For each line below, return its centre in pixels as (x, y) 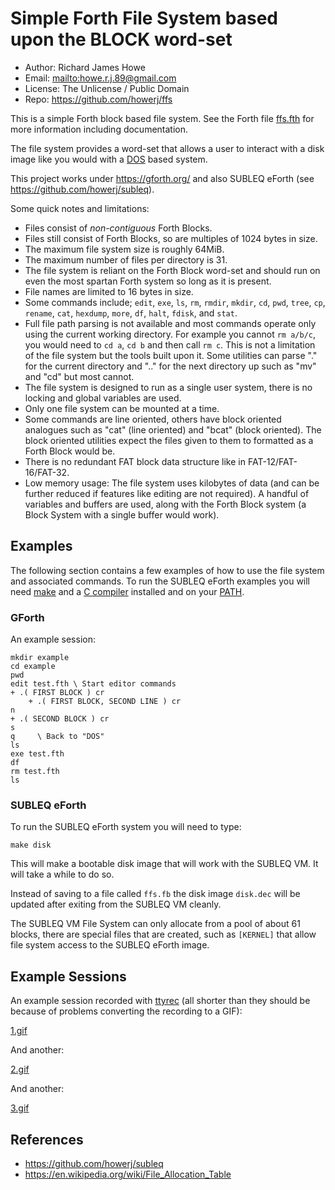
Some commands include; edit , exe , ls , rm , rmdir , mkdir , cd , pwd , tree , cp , (175, 302)
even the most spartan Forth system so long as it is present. (148, 281)
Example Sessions (68, 976)
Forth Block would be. (70, 451)
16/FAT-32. (47, 472)
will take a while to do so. (62, 874)
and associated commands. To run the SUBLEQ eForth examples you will (160, 581)
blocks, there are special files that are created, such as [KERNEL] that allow (163, 934)
